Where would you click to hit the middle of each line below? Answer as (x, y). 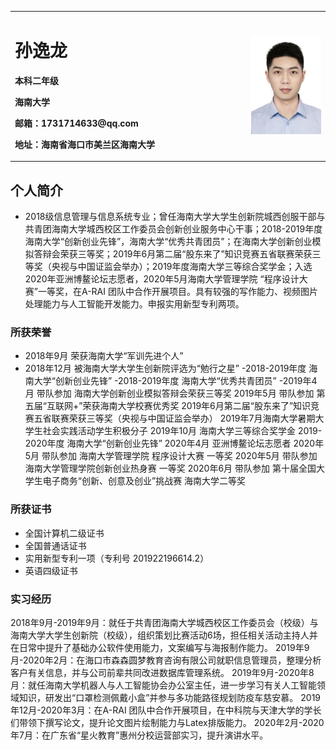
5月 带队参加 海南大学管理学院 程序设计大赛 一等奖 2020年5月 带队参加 (171, 456)
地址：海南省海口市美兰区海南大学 (84, 144)
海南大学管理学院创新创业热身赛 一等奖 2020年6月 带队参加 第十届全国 (170, 468)
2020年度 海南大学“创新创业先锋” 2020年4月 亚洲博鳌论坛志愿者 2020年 (174, 443)
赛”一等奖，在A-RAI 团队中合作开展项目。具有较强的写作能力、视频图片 (171, 291)
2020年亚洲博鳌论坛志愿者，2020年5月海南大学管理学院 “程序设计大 (166, 279)
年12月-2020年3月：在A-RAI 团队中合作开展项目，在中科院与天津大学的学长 (166, 710)
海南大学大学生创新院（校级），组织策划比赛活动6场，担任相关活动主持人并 (164, 635)
